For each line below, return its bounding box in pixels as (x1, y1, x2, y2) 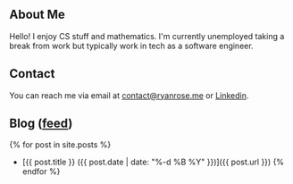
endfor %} (21, 166, 61, 177)
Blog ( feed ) (9, 116, 73, 131)
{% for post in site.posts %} (9, 139, 112, 150)
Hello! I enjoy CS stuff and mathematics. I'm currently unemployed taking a (9, 30, 285, 41)
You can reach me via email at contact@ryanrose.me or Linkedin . (9, 89, 249, 101)
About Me (9, 7, 65, 22)
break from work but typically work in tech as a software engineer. (9, 40, 254, 51)
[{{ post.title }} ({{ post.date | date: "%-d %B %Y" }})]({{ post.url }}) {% (21, 156, 284, 168)
